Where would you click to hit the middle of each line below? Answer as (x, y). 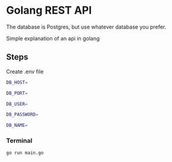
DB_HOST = (17, 82)
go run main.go (25, 153)
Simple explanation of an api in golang (53, 38)
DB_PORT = (17, 93)
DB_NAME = (17, 126)
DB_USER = (17, 104)
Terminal (19, 141)
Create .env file (25, 71)
